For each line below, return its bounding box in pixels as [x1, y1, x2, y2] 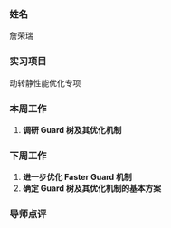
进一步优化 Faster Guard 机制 [22, 172, 133, 183]
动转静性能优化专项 [9, 77, 81, 88]
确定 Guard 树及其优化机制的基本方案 [22, 183, 161, 194]
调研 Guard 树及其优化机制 [22, 124, 122, 135]
